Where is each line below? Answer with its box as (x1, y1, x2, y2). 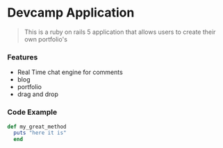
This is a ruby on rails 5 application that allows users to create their (24, 28, 216, 36)
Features (7, 52, 38, 62)
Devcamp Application (7, 5, 135, 21)
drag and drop (17, 90, 59, 98)
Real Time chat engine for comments (17, 68, 123, 77)
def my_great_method (7, 123, 67, 130)
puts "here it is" (13, 129, 67, 136)
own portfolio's (24, 35, 68, 43)
